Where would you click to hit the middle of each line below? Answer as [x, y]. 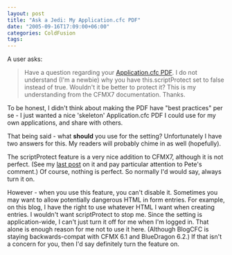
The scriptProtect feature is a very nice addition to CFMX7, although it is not [115, 157]
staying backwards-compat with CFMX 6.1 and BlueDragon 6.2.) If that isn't [115, 237]
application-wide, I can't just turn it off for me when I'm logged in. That [108, 222]
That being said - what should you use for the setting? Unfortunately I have [115, 137]
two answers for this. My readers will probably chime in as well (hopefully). [114, 143]
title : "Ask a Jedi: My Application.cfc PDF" [74, 20]
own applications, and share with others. [65, 123]
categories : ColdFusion [42, 33]
